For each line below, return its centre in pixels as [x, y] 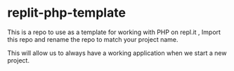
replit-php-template [67, 13]
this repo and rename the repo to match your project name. [93, 39]
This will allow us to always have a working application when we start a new [117, 53]
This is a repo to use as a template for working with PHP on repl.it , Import [114, 32]
